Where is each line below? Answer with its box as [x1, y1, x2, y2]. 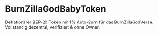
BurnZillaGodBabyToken [5, 3, 106, 14]
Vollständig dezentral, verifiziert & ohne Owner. [5, 24, 100, 30]
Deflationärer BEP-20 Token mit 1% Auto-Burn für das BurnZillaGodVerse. [5, 19, 154, 25]
